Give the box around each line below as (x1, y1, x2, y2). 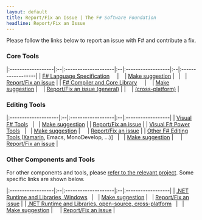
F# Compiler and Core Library (63, 78, 138, 86)
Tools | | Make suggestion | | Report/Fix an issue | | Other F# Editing (6, 127, 189, 134)
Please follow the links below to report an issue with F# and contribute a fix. (6, 37, 197, 44)
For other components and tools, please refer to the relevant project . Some (6, 169, 194, 176)
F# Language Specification (42, 72, 110, 80)
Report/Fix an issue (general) (46, 85, 120, 92)
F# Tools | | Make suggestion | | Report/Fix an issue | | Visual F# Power (6, 120, 190, 128)
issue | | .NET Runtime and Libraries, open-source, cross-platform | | (6, 200, 184, 207)
